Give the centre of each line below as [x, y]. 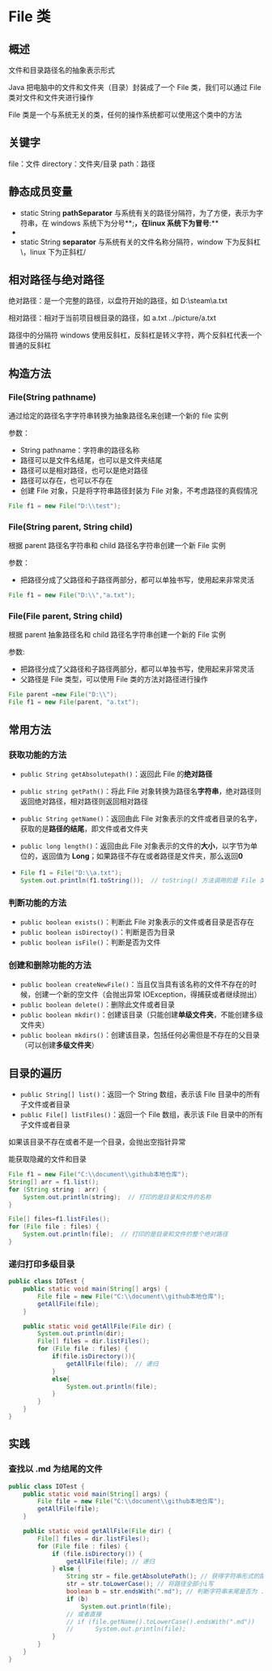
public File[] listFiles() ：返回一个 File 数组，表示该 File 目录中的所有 [141, 1115]
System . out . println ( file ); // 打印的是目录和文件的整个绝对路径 [125, 1234]
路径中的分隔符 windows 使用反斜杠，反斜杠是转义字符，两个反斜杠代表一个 [135, 335]
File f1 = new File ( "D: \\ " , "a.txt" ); [72, 596]
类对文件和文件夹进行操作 [51, 97]
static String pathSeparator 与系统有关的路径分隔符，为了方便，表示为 [138, 212]
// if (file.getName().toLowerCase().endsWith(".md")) [160, 1622]
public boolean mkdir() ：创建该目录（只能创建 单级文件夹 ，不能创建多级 [142, 1015]
